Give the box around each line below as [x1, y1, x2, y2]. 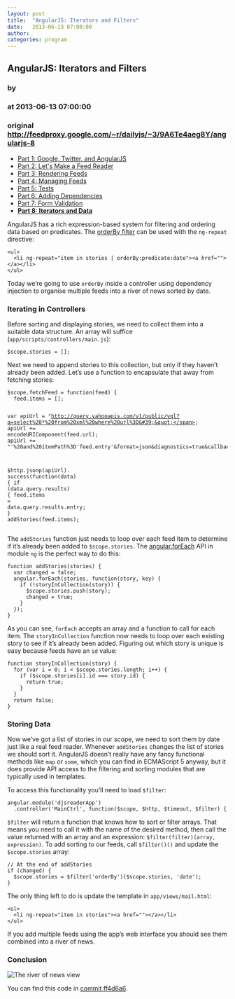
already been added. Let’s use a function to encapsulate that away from [7, 368, 215, 376]
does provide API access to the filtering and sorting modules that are [7, 765, 206, 773]
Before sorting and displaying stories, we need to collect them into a [7, 319, 204, 328]
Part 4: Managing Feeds [17, 177, 87, 185]
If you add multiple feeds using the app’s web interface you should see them [7, 930, 227, 939]
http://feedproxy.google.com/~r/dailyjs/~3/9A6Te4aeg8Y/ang [7, 130, 227, 139]
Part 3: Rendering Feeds [17, 169, 87, 177]
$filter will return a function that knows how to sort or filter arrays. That [7, 818, 217, 827]
